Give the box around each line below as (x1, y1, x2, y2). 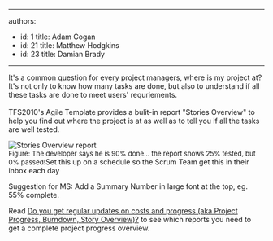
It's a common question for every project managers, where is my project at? (8, 72, 262, 82)
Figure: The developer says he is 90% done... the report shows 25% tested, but (8, 149, 256, 158)
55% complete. (8, 191, 59, 199)
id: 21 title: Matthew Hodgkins (19, 41, 119, 50)
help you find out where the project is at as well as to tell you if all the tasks (8, 116, 260, 125)
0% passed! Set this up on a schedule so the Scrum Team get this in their (8, 157, 249, 167)
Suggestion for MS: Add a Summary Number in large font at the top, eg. (8, 182, 249, 191)
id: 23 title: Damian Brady (19, 50, 106, 59)
